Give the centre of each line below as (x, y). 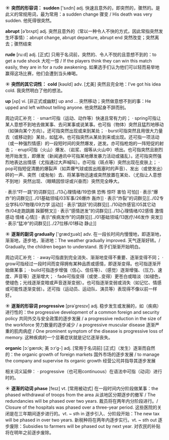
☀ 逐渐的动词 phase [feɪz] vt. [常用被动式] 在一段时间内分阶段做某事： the (82, 388)
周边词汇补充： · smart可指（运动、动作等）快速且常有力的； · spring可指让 (83, 118)
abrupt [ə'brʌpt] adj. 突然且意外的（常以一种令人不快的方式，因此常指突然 (82, 31)
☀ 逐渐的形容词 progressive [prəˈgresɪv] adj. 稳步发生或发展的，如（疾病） (83, 306)
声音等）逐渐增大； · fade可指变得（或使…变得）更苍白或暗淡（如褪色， (89, 276)
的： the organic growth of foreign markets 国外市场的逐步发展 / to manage (82, 354)
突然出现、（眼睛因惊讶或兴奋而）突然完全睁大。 (72, 181)
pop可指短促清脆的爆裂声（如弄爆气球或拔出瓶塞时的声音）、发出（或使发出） (84, 169)
